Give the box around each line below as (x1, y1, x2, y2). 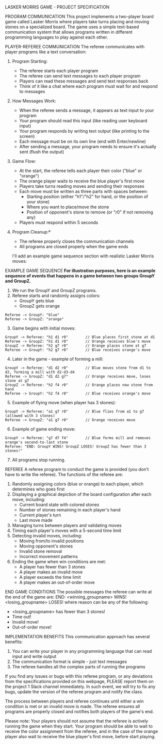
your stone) (26, 199, 50, 204)
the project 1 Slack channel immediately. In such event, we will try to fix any (5, 684, 156, 689)
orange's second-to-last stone (5, 440, 68, 445)
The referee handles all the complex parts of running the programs (12, 664, 146, 669)
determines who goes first (12, 486, 65, 492)
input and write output (12, 653, 57, 659)
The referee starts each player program (19, 68, 98, 74)
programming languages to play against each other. (5, 34, 108, 40)
